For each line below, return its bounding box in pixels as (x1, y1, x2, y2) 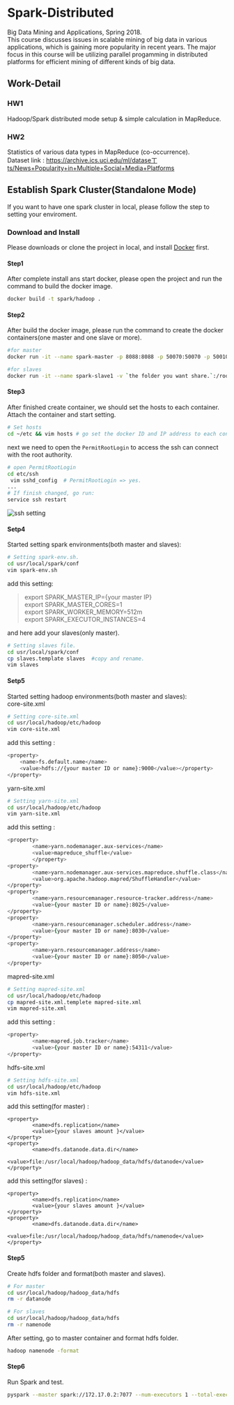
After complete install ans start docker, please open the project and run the (7, 275, 223, 283)
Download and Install (7, 227, 80, 237)
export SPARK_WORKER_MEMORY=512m (24, 608, 143, 616)
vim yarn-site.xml (7, 811, 61, 817)
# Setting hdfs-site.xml (7, 1077, 79, 1084)
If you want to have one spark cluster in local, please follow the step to (7, 202, 210, 210)
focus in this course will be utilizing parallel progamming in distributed (7, 50, 208, 59)
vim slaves (7, 661, 39, 668)
